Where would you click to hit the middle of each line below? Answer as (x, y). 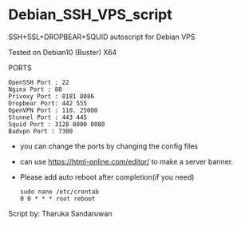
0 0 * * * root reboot (57, 198)
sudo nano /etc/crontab (59, 192)
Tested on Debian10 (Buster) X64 (63, 52)
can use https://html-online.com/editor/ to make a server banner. (126, 161)
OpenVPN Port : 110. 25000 (53, 110)
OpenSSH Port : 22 (39, 82)
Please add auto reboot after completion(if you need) (107, 176)
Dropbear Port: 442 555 (48, 103)
